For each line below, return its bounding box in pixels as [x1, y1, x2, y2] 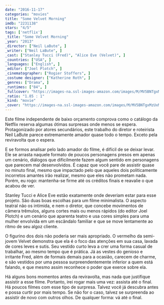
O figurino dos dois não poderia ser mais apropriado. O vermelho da [5, 233, 143, 239]
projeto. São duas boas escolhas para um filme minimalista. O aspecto [5, 198, 146, 203]
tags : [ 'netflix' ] [5, 30, 42, 35]
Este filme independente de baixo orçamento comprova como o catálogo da [5, 116, 158, 122]
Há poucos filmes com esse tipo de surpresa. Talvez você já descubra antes [5, 284, 159, 290]
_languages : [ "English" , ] [5, 62, 60, 67]
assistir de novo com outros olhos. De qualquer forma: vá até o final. [5, 295, 143, 300]
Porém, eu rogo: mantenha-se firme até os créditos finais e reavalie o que [5, 178, 154, 184]
